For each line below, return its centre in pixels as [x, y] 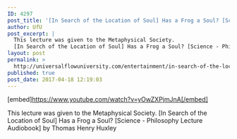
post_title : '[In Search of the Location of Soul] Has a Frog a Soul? [113, 20]
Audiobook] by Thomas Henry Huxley [62, 128]
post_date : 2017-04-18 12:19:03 [55, 79]
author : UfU [25, 27]
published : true [31, 73]
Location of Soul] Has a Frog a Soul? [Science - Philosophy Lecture [105, 121]
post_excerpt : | [31, 34]
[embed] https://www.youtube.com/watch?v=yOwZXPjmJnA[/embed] [108, 99]
